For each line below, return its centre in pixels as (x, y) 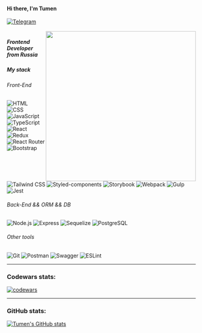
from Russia (22, 55)
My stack (19, 70)
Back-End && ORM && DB (39, 205)
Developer (20, 48)
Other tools (21, 237)
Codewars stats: (31, 277)
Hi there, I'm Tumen (32, 8)
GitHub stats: (27, 311)
